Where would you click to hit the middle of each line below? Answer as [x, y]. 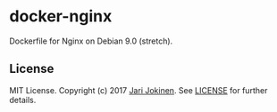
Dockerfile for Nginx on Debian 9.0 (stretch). [91, 41]
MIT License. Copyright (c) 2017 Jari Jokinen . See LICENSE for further [138, 90]
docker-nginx [61, 16]
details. [23, 100]
